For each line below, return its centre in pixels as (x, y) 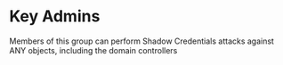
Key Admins (55, 16)
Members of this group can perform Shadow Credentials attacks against (141, 41)
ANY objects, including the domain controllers (93, 50)
